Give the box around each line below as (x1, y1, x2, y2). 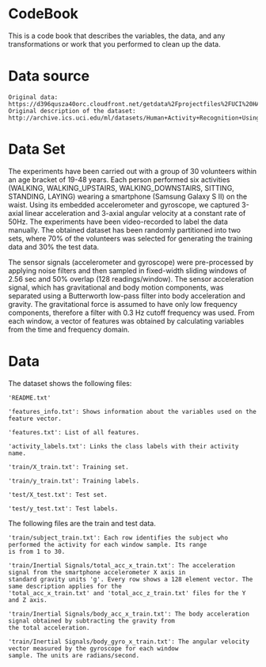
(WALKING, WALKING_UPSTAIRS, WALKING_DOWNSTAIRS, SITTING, (8, 183, 235, 192)
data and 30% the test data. (8, 242, 100, 252)
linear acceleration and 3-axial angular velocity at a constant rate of (25, 208, 246, 218)
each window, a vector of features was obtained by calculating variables (8, 316, 245, 325)
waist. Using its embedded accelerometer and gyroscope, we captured (8, 199, 240, 210)
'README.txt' (8, 393, 51, 402)
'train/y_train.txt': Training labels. (8, 476, 140, 485)
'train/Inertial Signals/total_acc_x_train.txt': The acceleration (8, 561, 236, 570)
